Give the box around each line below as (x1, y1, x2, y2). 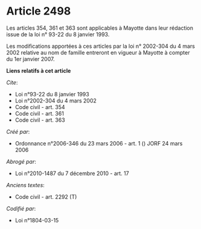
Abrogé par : (6, 158, 36, 165)
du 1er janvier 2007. (6, 55, 55, 62)
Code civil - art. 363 (14, 116, 65, 124)
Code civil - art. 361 (14, 110, 65, 117)
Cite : (6, 79, 18, 86)
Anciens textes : (6, 181, 45, 188)
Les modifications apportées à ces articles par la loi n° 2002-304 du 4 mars (6, 42, 195, 50)
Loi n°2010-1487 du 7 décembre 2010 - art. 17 (14, 170, 129, 177)
